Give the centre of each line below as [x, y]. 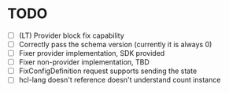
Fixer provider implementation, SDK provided [92, 53]
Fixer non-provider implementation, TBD [84, 62]
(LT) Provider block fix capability [72, 35]
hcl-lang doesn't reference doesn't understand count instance [120, 80]
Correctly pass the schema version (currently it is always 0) [115, 44]
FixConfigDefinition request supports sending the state [108, 71]
